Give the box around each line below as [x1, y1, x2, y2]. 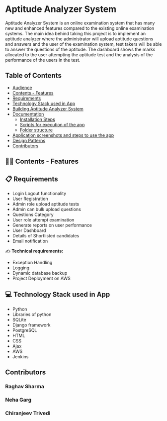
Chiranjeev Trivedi [5, 410, 51, 417]
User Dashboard [12, 227, 46, 233]
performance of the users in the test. [5, 57, 81, 63]
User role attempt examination [12, 216, 75, 222]
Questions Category [12, 211, 54, 217]
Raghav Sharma [5, 383, 45, 390]
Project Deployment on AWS [12, 275, 71, 281]
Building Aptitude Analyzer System [12, 105, 83, 111]
